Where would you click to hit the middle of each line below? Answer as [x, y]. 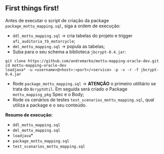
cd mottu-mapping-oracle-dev [36, 65]
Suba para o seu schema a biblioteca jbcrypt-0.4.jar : [69, 52]
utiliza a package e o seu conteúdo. [49, 105]
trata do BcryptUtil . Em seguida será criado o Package [70, 89]
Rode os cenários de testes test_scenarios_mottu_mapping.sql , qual [83, 99]
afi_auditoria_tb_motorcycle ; [44, 41]
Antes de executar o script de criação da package [57, 20]
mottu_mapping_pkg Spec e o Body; [48, 94]
